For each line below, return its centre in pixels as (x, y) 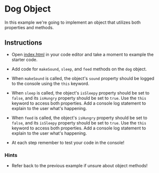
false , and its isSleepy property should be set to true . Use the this (79, 123)
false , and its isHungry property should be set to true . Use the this (79, 98)
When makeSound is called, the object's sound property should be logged (83, 78)
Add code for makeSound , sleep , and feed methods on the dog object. (79, 69)
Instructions (23, 43)
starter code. (24, 60)
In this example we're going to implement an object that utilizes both (73, 22)
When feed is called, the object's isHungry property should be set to (79, 118)
